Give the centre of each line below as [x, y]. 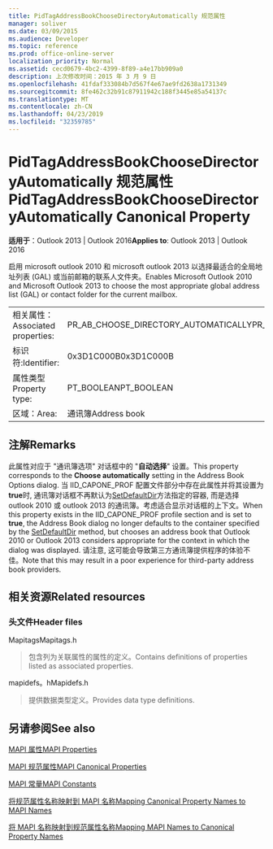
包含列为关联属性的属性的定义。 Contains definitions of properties [138, 657]
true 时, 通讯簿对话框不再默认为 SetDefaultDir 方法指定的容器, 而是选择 [124, 495]
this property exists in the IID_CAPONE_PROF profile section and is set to [130, 514]
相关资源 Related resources [77, 597]
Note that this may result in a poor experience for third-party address [139, 560]
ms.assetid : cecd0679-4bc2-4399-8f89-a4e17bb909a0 [96, 69]
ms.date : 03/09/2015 [43, 31]
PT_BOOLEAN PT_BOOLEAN [120, 387]
